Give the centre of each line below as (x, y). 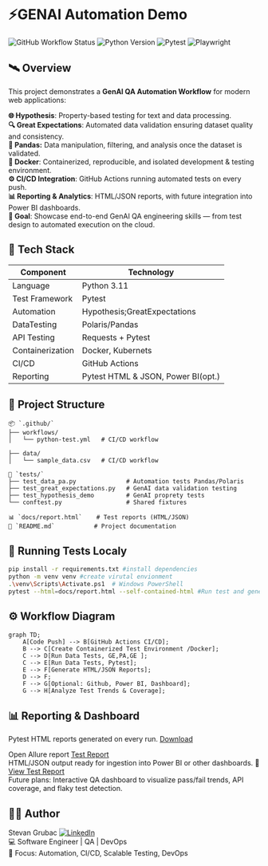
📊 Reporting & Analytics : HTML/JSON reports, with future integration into (130, 196)
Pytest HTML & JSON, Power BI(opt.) (151, 376)
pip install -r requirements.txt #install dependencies (103, 569)
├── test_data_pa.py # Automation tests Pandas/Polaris (126, 482)
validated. (25, 153)
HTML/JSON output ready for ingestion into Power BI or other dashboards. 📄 (134, 763)
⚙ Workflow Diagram (62, 617)
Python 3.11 (105, 285)
